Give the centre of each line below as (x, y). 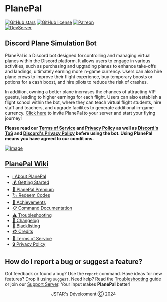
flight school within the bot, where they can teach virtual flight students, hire (83, 102)
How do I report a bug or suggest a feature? (74, 261)
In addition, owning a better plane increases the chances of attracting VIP (80, 92)
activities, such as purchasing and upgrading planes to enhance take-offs (81, 66)
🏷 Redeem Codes (31, 195)
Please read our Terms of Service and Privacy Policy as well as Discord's (82, 128)
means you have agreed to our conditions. (50, 138)
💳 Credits (23, 231)
